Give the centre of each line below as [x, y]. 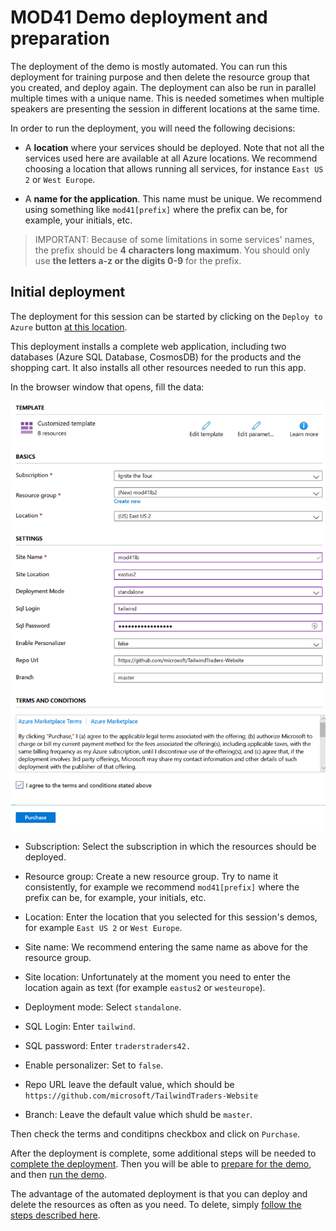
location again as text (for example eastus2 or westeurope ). [145, 987]
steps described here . [55, 1215]
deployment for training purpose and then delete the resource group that [160, 77]
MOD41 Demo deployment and [139, 17]
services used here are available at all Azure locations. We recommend [171, 158]
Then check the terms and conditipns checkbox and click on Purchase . [155, 1133]
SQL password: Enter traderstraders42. [108, 1045]
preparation [60, 38]
